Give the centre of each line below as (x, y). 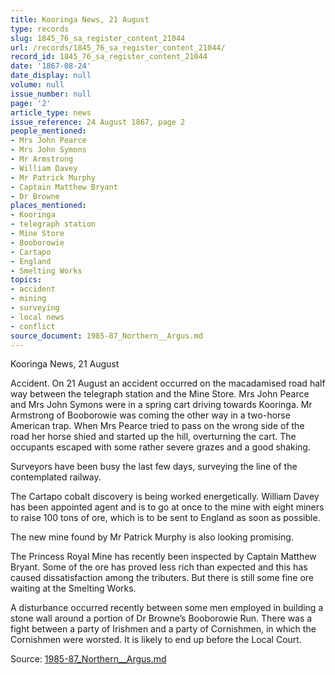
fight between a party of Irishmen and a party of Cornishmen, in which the (163, 629)
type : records (40, 29)
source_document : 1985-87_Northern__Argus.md (106, 336)
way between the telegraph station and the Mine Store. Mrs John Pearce (160, 394)
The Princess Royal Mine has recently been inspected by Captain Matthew (163, 557)
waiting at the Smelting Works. (73, 588)
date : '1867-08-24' (51, 66)
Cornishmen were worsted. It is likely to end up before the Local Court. (156, 640)
